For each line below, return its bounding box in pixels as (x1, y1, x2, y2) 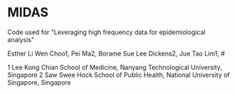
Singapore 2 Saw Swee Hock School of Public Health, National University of (7, 70, 230, 79)
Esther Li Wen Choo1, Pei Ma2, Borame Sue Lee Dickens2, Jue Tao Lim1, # (7, 49, 226, 58)
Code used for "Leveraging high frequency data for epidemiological (7, 28, 206, 36)
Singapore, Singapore (7, 78, 71, 86)
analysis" (7, 35, 35, 43)
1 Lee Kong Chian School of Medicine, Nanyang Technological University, (7, 63, 223, 71)
